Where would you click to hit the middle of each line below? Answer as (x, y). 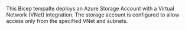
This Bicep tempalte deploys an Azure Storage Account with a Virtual (90, 9)
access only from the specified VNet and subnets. (67, 21)
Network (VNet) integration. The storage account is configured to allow (93, 15)
